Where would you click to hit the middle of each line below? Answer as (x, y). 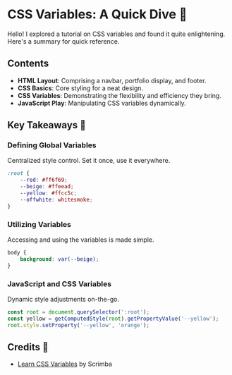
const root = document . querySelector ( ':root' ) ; (79, 312)
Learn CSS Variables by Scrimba (65, 364)
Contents (28, 64)
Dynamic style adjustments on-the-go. (63, 299)
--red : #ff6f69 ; (44, 180)
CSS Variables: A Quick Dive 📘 (97, 14)
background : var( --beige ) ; (60, 259)
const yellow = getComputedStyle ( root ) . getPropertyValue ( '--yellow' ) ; (113, 319)
